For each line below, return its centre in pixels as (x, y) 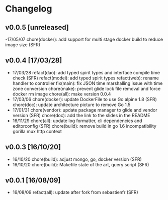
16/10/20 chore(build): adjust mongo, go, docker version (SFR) (77, 159)
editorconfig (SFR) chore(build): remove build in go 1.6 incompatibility (85, 126)
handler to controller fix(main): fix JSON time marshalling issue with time (88, 83)
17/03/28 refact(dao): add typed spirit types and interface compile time (86, 72)
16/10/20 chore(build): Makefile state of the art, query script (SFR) (81, 164)
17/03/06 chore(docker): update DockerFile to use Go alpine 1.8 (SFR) (85, 99)
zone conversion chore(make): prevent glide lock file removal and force (87, 88)
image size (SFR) (23, 45)
